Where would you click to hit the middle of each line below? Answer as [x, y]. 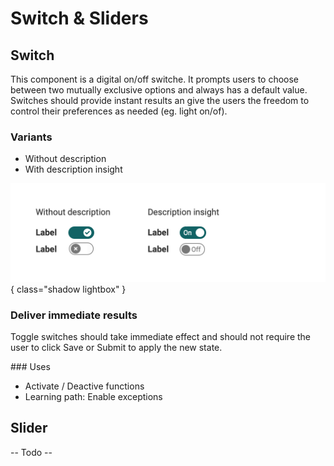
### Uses [30, 367]
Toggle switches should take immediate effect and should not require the [161, 337]
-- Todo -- [31, 452]
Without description [65, 159]
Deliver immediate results [74, 315]
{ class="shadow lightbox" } [68, 289]
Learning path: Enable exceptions [93, 397]
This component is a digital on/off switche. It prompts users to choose [155, 79]
